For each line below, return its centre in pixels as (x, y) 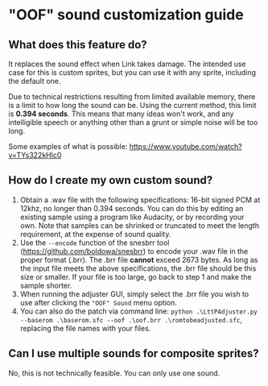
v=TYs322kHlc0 (35, 155)
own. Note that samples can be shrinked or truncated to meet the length (140, 225)
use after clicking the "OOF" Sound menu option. (98, 302)
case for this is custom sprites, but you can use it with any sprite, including (132, 73)
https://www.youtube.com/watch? (186, 146)
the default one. (35, 81)
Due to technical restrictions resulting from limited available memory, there (132, 97)
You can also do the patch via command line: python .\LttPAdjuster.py (138, 311)
